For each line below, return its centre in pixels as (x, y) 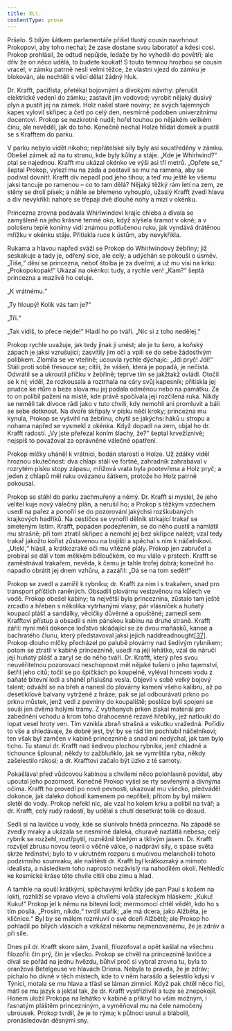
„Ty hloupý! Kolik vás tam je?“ (49, 304)
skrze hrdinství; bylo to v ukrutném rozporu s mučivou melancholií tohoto (111, 854)
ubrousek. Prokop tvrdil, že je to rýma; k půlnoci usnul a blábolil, (99, 1013)
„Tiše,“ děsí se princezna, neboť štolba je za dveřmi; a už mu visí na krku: (111, 263)
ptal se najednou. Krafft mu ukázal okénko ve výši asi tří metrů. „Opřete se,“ (115, 162)
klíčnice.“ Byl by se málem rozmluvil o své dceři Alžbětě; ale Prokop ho (108, 918)
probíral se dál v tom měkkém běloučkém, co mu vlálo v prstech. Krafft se (112, 556)
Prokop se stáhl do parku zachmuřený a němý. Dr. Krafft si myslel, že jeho (113, 497)
